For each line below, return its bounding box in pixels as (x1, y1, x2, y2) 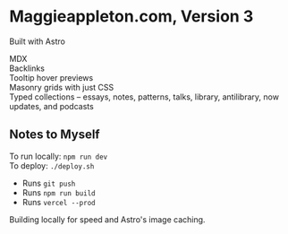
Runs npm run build (21, 186, 96, 198)
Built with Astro (9, 36, 65, 47)
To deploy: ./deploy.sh (9, 160, 95, 171)
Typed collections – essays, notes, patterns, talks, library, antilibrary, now (9, 91, 280, 102)
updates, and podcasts (9, 100, 94, 111)
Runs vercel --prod (21, 196, 96, 207)
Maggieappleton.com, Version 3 (9, 6, 254, 27)
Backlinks (9, 63, 45, 74)
